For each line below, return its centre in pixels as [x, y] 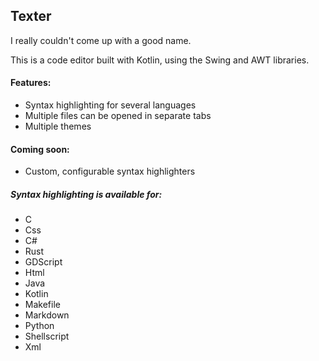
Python [39, 326]
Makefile [42, 305]
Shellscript [47, 336]
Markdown [47, 315]
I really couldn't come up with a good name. [101, 40]
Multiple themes [58, 126]
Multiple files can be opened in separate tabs [118, 116]
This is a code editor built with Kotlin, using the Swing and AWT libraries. [160, 60]
